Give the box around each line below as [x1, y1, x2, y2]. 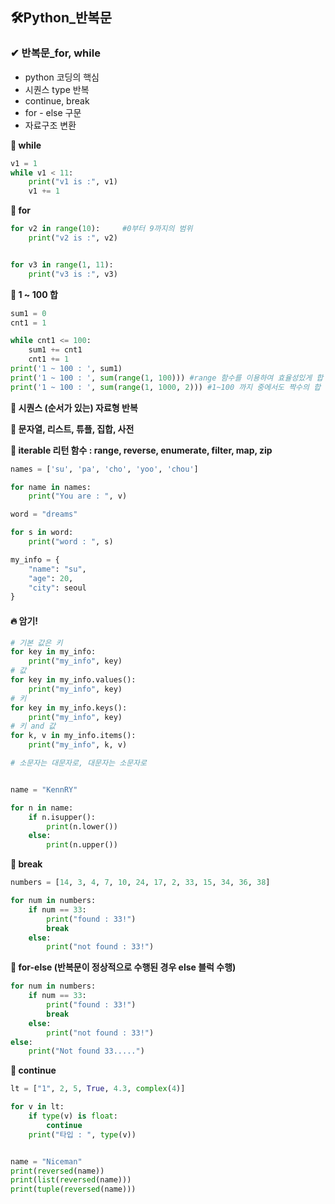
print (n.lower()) [46, 821, 118, 832]
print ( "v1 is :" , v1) [28, 177, 118, 187]
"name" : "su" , [28, 564, 87, 574]
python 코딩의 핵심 [24, 71, 100, 83]
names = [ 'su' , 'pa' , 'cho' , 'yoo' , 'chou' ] [10, 464, 199, 474]
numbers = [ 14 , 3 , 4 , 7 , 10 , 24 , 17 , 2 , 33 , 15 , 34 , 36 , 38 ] [10, 878, 271, 888]
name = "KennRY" [10, 784, 78, 795]
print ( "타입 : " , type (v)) [28, 1129, 137, 1140]
